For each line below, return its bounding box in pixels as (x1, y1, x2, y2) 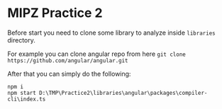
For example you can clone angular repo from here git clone (7, 50, 186, 58)
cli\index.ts (7, 96, 46, 103)
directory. (7, 35, 35, 44)
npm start (7, 89, 37, 96)
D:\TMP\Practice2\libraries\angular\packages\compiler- (38, 89, 208, 96)
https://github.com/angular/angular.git (7, 57, 129, 64)
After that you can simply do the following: (7, 69, 131, 78)
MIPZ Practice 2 (7, 5, 103, 21)
